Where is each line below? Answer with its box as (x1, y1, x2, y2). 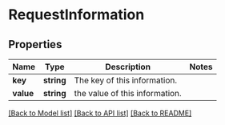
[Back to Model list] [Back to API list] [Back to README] (8, 108, 192, 118)
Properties (8, 38, 62, 51)
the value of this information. (74, 88, 182, 99)
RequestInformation (8, 6, 145, 24)
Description (105, 62, 151, 72)
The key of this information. (74, 75, 178, 86)
